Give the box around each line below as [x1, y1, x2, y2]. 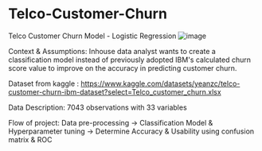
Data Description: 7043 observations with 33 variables [8, 103, 187, 112]
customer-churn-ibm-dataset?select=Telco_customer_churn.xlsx [8, 87, 221, 96]
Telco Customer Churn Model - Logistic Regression [8, 31, 177, 41]
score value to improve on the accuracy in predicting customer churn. [8, 63, 237, 72]
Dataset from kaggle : [8, 79, 80, 88]
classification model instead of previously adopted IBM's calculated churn [8, 55, 251, 64]
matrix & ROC [8, 134, 53, 144]
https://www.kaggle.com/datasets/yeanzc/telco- [80, 79, 240, 88]
